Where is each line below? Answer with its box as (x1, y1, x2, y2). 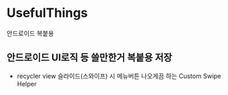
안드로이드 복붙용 (6, 29, 54, 37)
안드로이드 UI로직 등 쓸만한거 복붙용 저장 (6, 51, 172, 64)
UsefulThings (6, 5, 88, 21)
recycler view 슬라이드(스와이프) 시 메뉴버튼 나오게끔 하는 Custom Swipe (16, 72, 222, 80)
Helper (16, 80, 37, 88)
